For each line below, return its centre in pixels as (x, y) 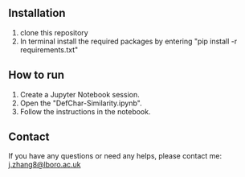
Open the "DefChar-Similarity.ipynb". (81, 103)
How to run (37, 75)
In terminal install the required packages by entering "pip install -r (129, 41)
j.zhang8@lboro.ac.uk (45, 165)
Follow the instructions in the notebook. (85, 111)
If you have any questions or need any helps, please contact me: (115, 156)
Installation (37, 13)
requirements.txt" (49, 49)
